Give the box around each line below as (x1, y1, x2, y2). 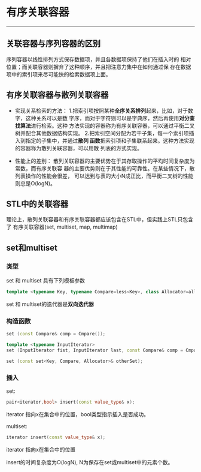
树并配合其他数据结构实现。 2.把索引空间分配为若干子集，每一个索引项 (14, 130, 190, 137)
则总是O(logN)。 (14, 179, 56, 187)
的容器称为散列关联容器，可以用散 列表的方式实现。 (14, 145, 142, 152)
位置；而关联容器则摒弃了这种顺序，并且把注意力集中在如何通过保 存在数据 (6, 63, 191, 70)
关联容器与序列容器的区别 (6, 38, 100, 49)
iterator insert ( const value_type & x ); (6, 434, 106, 440)
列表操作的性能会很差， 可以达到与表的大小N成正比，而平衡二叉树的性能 (14, 172, 194, 179)
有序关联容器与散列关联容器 (6, 90, 109, 100)
